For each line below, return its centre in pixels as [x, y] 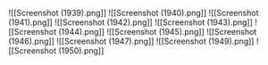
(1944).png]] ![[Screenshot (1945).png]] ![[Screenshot [158, 32]
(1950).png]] [81, 51]
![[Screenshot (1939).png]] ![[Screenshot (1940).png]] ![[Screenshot [134, 13]
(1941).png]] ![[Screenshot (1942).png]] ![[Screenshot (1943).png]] [131, 22]
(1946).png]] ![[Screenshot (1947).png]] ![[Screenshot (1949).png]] [131, 41]
